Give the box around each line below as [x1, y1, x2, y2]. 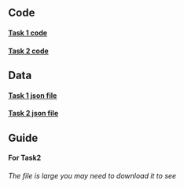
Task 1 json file [8, 90, 57, 100]
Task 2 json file [8, 109, 59, 118]
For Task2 [8, 153, 42, 163]
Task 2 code [8, 46, 49, 56]
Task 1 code [8, 27, 48, 38]
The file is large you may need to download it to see [8, 171, 177, 180]
